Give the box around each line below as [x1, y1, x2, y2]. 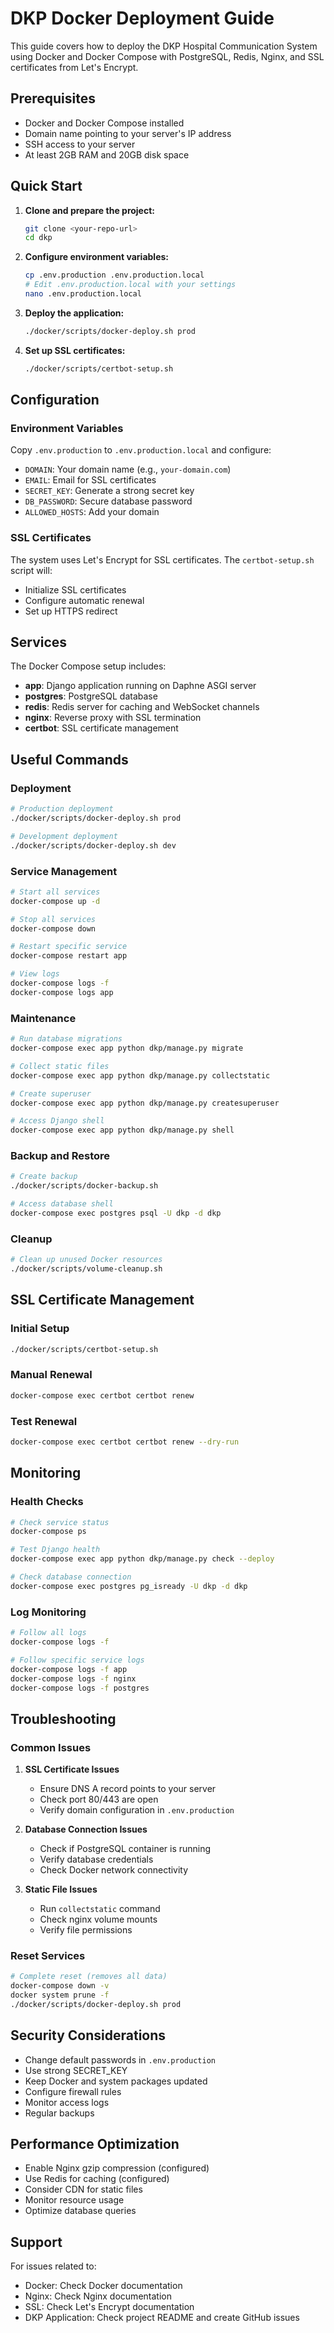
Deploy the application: [24, 307, 125, 319]
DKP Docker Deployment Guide [10, 7, 275, 30]
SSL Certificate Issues [24, 1763, 120, 1776]
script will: [10, 564, 53, 576]
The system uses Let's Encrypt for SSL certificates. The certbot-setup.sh [10, 553, 315, 566]
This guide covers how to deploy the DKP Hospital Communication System [10, 40, 318, 52]
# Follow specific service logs [10, 1655, 145, 1665]
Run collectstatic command [39, 1903, 161, 1915]
